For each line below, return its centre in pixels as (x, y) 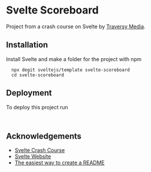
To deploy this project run (37, 107)
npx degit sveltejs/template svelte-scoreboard (71, 70)
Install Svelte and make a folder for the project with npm (74, 59)
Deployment (29, 93)
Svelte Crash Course (40, 150)
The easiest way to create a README (59, 163)
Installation (27, 45)
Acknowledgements (44, 136)
